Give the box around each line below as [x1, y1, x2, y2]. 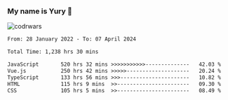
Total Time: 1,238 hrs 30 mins [7, 48, 99, 55]
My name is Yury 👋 [7, 6, 72, 16]
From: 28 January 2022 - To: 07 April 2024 [7, 36, 137, 43]
